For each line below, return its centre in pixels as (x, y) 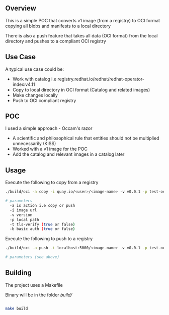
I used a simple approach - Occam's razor (49, 128)
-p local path (24, 219)
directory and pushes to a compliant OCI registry (56, 41)
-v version (21, 215)
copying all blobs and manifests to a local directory (58, 26)
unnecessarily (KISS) (34, 144)
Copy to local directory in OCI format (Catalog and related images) (81, 89)
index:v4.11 (24, 84)
